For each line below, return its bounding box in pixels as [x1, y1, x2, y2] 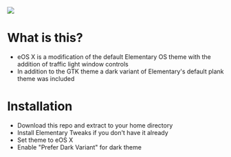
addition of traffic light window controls [16, 60, 129, 68]
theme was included [16, 74, 75, 82]
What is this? [7, 30, 84, 46]
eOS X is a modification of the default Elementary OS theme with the [16, 52, 211, 61]
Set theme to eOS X [16, 136, 74, 144]
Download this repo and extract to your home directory [16, 121, 173, 130]
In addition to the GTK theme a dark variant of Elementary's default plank [16, 67, 225, 75]
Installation [7, 99, 73, 114]
